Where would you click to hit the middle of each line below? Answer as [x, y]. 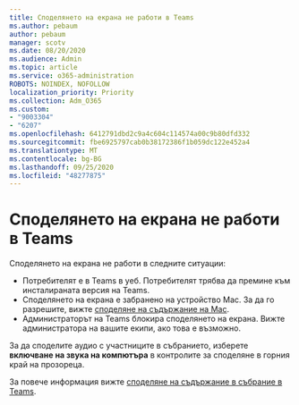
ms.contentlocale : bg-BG [56, 159]
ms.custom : [30, 109]
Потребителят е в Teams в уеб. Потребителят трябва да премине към [156, 281]
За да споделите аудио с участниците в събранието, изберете [129, 346]
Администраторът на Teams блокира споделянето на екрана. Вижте [154, 319]
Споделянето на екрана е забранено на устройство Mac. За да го [148, 300]
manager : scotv [38, 42]
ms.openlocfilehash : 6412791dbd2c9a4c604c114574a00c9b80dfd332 [130, 134]
